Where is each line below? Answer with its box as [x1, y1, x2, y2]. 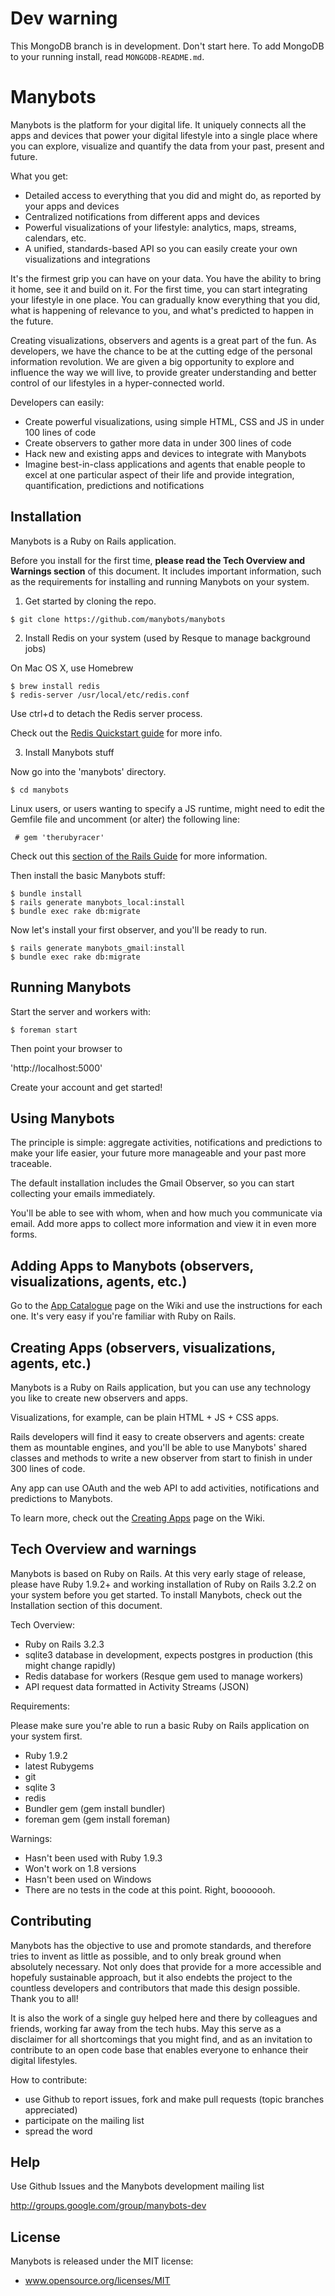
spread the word [24, 2125, 93, 2137]
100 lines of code [24, 426, 97, 438]
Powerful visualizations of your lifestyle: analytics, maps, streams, [24, 221, 297, 233]
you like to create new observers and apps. [10, 1392, 188, 1404]
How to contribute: [10, 2073, 88, 2086]
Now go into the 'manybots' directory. [10, 765, 167, 777]
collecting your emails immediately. [10, 1188, 156, 1200]
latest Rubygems [24, 1760, 95, 1772]
